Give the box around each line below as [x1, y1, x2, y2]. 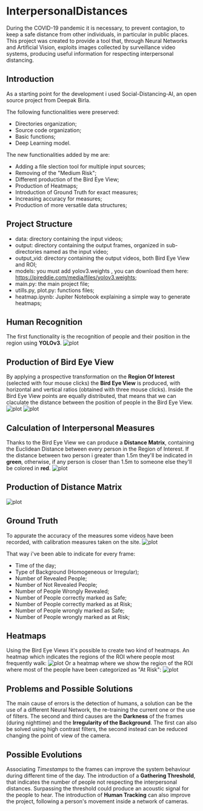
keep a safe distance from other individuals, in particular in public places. [6, 30, 189, 38]
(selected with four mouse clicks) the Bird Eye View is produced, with [6, 380, 181, 387]
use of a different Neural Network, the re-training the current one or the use [6, 706, 196, 713]
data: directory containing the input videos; [15, 235, 123, 242]
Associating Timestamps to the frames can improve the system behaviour [6, 766, 191, 773]
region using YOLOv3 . [6, 339, 62, 346]
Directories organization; [15, 120, 77, 127]
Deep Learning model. [15, 139, 71, 147]
